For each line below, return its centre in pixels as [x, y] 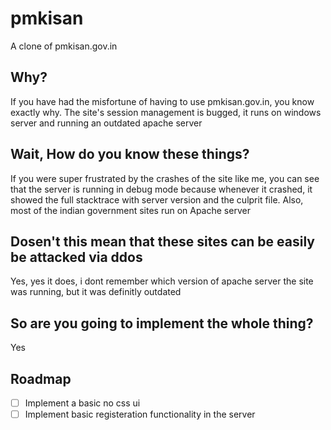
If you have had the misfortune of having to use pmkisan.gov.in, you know [162, 101]
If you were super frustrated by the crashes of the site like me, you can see [165, 178]
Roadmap [41, 378]
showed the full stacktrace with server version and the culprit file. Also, [157, 199]
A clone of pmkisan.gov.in [64, 46]
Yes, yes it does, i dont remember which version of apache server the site [162, 281]
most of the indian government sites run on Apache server [130, 210]
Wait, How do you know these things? [130, 154]
